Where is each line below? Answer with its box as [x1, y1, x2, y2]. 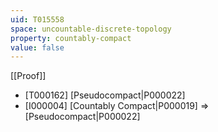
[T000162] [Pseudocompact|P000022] [24, 89, 186, 101]
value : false [10, 42, 65, 53]
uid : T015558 [10, 14, 65, 25]
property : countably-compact [10, 33, 132, 43]
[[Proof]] [10, 70, 47, 82]
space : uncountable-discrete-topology [10, 24, 172, 34]
